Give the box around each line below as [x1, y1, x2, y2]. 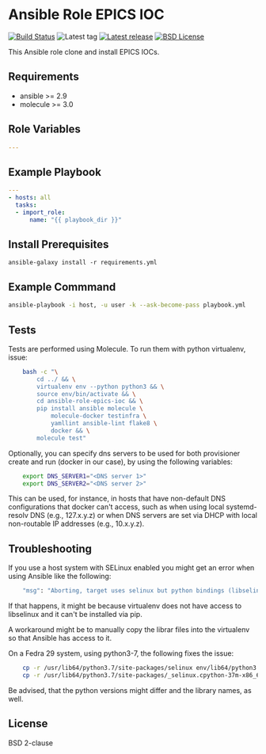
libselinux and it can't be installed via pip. [8, 610, 142, 619]
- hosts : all [8, 194, 51, 202]
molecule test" [36, 434, 87, 442]
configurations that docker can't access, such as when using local [8, 502, 225, 512]
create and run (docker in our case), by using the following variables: [8, 457, 234, 466]
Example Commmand [8, 280, 116, 294]
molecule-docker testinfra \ [50, 412, 147, 421]
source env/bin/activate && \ [36, 390, 136, 398]
